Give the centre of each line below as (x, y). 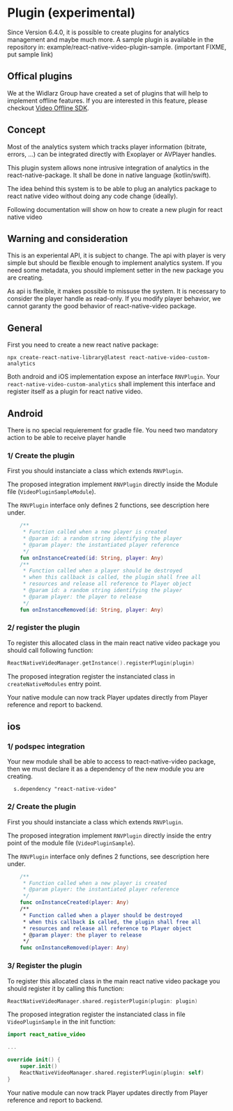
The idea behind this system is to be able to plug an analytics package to (112, 188)
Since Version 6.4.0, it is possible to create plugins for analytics (98, 32)
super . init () (39, 1066)
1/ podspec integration (46, 746)
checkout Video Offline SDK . (48, 108)
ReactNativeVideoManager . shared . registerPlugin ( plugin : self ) (112, 1073)
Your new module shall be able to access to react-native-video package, (112, 762)
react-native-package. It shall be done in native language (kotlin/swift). (109, 175)
